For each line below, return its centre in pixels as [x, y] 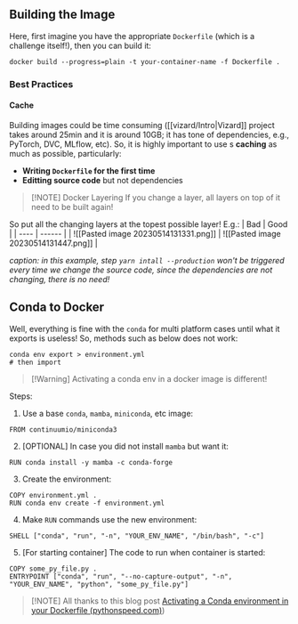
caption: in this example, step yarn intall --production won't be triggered [147, 260]
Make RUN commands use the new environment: [109, 519]
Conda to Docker [57, 308]
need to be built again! [72, 207]
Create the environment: [67, 479]
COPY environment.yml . [53, 495]
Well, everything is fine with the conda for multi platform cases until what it [145, 328]
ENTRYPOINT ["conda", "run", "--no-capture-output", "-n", [121, 576]
